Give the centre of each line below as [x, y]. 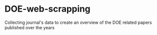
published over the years [30, 27]
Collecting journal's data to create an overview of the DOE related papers [78, 22]
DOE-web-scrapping [48, 9]
